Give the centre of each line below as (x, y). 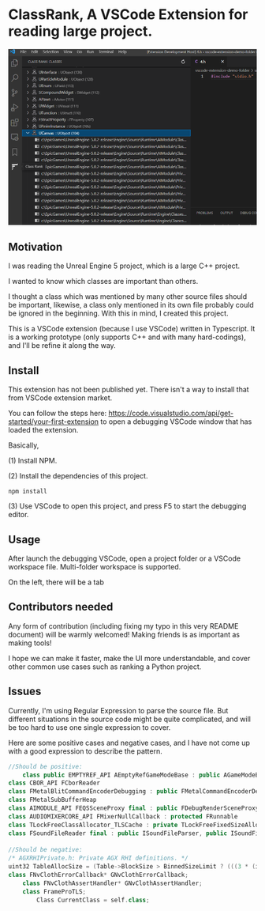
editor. (19, 515)
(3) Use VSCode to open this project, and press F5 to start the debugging (127, 506)
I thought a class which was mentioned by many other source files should (128, 297)
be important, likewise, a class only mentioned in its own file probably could (131, 305)
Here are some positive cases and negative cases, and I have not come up (129, 743)
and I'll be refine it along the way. (62, 346)
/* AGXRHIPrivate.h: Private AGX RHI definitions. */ (99, 858)
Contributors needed (61, 607)
